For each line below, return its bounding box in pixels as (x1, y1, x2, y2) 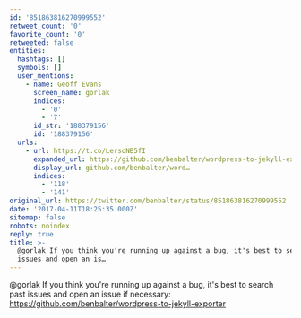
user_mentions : (17, 72, 74, 81)
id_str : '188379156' (32, 122, 110, 131)
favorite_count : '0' (9, 30, 87, 39)
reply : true (9, 229, 54, 238)
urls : (17, 138, 39, 147)
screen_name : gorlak (32, 88, 110, 97)
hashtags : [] (17, 55, 66, 64)
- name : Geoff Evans (25, 80, 102, 89)
